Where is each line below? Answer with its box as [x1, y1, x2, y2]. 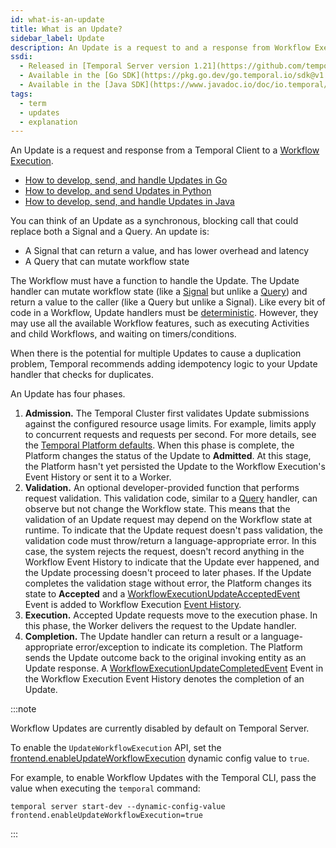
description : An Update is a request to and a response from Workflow [10, 42, 311, 53]
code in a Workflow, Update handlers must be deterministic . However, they [10, 307, 319, 319]
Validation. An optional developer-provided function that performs [24, 482, 300, 494]
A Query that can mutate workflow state [24, 256, 190, 268]
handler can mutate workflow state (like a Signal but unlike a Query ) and [10, 286, 308, 298]
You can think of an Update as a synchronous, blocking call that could [10, 215, 299, 227]
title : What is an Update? [10, 24, 123, 34]
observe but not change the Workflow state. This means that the [24, 503, 291, 515]
